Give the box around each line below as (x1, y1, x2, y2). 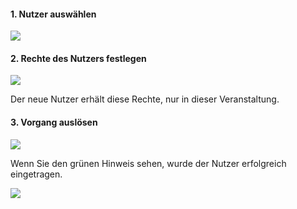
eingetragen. (10, 168, 63, 180)
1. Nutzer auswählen (10, 8, 97, 20)
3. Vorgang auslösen (10, 116, 98, 128)
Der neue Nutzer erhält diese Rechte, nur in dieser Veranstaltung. (10, 93, 280, 105)
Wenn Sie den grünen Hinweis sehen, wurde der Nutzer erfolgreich (10, 157, 287, 169)
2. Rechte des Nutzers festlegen (10, 52, 147, 64)
